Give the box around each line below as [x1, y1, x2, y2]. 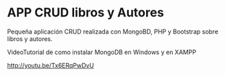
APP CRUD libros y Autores [7, 5, 165, 21]
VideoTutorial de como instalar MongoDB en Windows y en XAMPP [7, 48, 197, 56]
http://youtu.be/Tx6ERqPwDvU [7, 61, 95, 69]
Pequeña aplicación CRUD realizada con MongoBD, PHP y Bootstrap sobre [7, 27, 219, 36]
